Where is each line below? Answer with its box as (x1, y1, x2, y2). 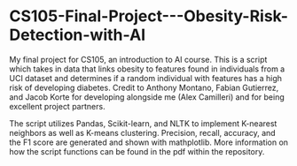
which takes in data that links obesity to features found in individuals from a (9, 64, 285, 74)
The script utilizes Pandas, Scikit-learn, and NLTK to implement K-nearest (9, 117, 277, 129)
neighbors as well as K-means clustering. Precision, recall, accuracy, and (9, 127, 277, 138)
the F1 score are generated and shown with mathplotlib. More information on (9, 137, 289, 147)
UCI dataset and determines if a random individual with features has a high (9, 72, 282, 83)
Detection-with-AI (9, 25, 146, 45)
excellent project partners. (9, 101, 106, 111)
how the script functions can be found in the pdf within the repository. (9, 146, 265, 156)
